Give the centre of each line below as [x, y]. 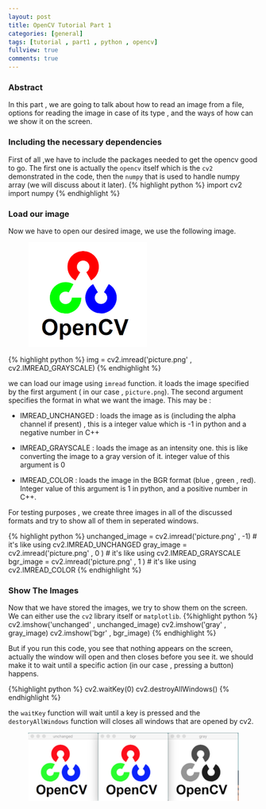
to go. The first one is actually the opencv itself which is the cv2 [110, 168]
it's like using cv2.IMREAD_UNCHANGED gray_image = [98, 545]
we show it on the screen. [50, 121]
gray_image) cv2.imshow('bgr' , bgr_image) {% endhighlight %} [112, 633]
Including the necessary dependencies [85, 142]
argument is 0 [42, 464]
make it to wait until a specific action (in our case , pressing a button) [121, 665]
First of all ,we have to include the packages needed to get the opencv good [133, 160]
